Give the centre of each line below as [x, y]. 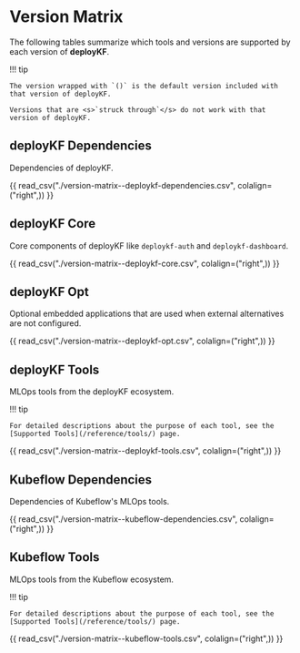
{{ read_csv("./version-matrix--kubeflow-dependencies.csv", [124, 519]
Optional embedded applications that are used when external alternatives [147, 314]
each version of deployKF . [60, 51]
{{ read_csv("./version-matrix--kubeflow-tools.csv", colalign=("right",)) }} [146, 638]
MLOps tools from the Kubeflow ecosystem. [92, 579]
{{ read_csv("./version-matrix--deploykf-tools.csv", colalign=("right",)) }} [145, 451]
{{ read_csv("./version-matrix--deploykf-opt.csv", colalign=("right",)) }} [142, 341]
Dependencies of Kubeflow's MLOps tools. [90, 501]
